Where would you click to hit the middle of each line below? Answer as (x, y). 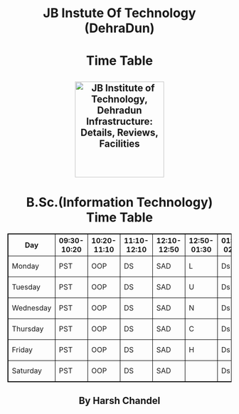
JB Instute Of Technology (119, 13)
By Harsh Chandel (119, 401)
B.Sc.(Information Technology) (119, 202)
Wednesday (32, 308)
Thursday (28, 328)
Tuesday (26, 286)
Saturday (27, 371)
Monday (26, 266)
